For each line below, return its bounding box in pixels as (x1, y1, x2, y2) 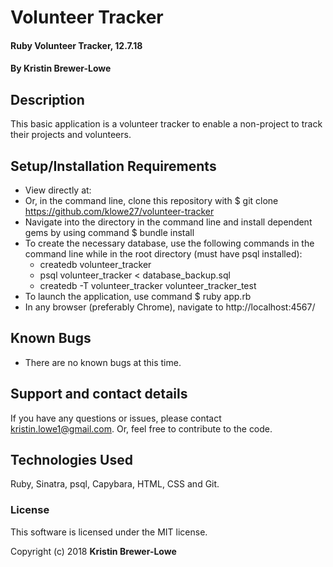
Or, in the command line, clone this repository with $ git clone (24, 195, 279, 206)
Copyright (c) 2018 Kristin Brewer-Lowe (10, 545, 177, 557)
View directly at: (24, 184, 92, 196)
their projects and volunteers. (10, 129, 132, 141)
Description (10, 91, 85, 108)
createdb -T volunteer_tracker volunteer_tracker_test (39, 280, 257, 291)
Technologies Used (10, 452, 133, 469)
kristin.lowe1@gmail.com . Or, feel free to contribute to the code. (10, 422, 273, 435)
